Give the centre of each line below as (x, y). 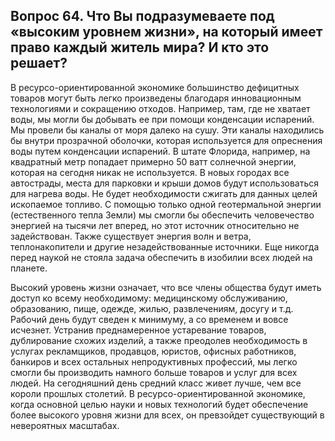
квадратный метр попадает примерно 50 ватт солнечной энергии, (153, 161)
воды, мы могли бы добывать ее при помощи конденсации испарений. (162, 119)
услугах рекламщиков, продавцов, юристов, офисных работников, (153, 351)
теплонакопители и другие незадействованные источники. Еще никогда (165, 246)
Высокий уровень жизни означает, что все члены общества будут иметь (166, 287)
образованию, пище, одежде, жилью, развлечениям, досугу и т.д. (152, 308)
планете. (29, 268)
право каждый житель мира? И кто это (140, 47)
